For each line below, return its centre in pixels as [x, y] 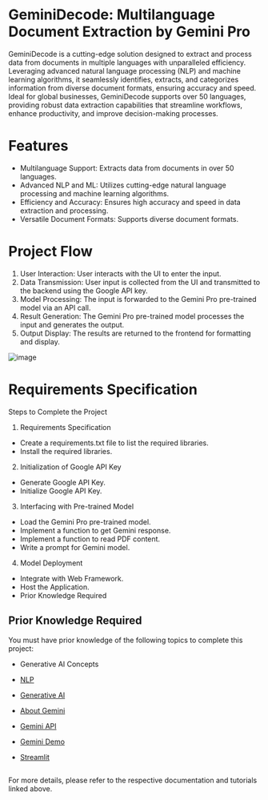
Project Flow [51, 252]
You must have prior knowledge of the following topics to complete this [126, 640]
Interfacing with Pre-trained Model [77, 506]
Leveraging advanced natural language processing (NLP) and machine [125, 70]
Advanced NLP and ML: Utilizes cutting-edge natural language [123, 185]
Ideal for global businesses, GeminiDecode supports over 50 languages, [127, 96]
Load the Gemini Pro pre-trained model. [85, 521]
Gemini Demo [42, 742]
